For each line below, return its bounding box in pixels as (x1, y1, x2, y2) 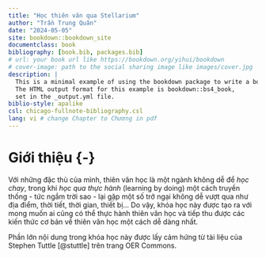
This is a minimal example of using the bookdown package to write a (15, 78, 249, 85)
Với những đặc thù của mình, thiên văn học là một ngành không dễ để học (8, 175, 249, 184)
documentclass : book (8, 41, 77, 49)
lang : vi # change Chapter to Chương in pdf (8, 115, 158, 123)
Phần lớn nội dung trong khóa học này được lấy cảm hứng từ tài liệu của (8, 232, 243, 241)
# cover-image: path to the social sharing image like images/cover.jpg (8, 63, 253, 71)
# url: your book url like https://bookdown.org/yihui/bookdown (8, 56, 225, 64)
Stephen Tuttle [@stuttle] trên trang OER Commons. (8, 241, 177, 250)
